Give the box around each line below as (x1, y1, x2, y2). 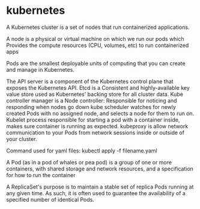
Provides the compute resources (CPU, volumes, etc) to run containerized (6, 42, 189, 49)
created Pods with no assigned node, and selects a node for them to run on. (6, 110, 195, 117)
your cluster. (6, 135, 37, 142)
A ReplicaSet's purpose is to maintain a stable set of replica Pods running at (6, 183, 194, 190)
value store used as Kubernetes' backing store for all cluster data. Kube (6, 90, 183, 98)
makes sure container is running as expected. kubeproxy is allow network (6, 122, 189, 129)
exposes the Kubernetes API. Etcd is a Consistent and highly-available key (6, 84, 190, 91)
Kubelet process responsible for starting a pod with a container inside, (6, 116, 180, 123)
